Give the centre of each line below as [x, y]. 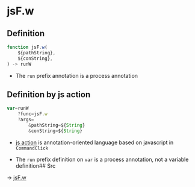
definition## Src [36, 166]
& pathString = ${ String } [57, 125]
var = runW [18, 109]
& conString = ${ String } [56, 131]
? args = [26, 120]
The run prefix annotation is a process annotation [76, 75]
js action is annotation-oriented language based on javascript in [94, 142]
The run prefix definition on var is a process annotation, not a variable [102, 159]
